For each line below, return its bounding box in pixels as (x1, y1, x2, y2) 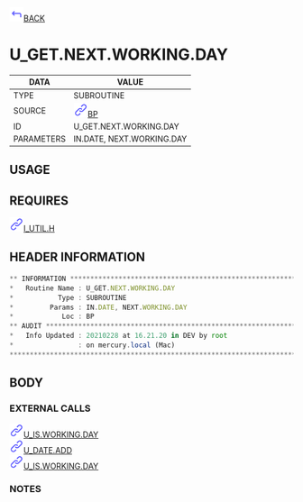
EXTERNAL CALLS (9, 402, 91, 415)
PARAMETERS (13, 133, 66, 144)
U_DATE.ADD (23, 444, 73, 455)
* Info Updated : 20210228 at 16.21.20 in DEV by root (9, 332, 228, 341)
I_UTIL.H (23, 224, 56, 234)
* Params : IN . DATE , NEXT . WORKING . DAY (9, 303, 188, 312)
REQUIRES (9, 193, 69, 208)
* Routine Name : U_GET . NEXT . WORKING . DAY (9, 283, 176, 293)
